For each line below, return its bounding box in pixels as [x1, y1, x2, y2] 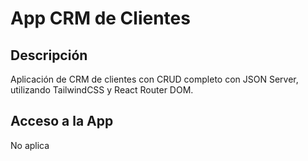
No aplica [10, 139, 50, 151]
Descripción [10, 47, 88, 64]
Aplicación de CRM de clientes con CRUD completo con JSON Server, [10, 73, 299, 85]
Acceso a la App [10, 113, 114, 130]
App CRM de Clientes [10, 7, 191, 30]
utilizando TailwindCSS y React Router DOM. [10, 84, 194, 96]
